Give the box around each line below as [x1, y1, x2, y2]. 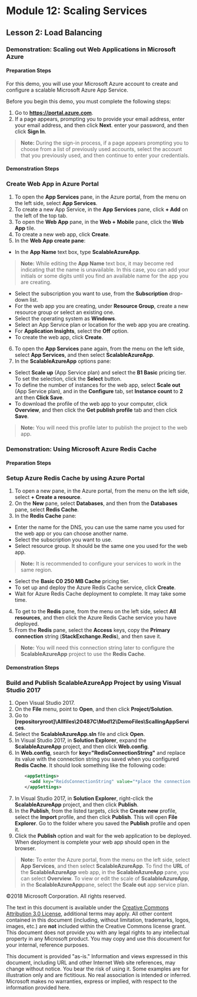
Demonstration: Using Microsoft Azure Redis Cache [6, 445, 157, 453]
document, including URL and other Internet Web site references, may [6, 959, 176, 966]
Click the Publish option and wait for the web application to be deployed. [14, 832, 192, 839]
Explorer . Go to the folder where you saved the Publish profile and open [14, 819, 191, 827]
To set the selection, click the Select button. [14, 375, 122, 382]
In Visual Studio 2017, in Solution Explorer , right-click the [14, 795, 153, 802]
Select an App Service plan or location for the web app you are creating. [14, 321, 190, 328]
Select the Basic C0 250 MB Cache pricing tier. [14, 578, 130, 585]
